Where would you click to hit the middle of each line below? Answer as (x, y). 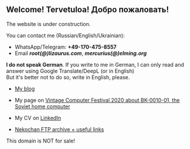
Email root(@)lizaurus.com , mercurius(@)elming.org (81, 53)
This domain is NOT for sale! (41, 141)
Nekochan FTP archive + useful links (59, 129)
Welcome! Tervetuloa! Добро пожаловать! (88, 10)
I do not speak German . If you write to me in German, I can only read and (95, 64)
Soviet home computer (42, 106)
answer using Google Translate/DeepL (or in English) (70, 71)
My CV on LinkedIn (38, 118)
